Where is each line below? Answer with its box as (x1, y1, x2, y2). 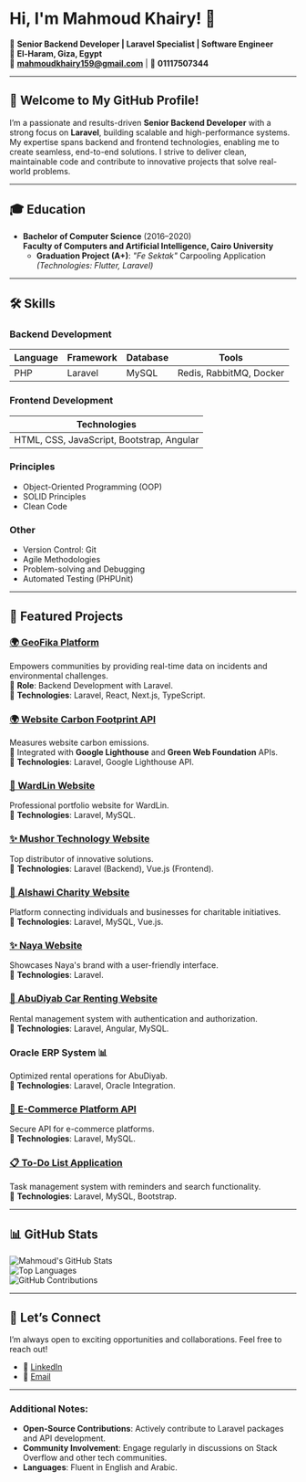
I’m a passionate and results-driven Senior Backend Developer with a (9, 117, 271, 128)
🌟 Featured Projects (9, 608, 124, 624)
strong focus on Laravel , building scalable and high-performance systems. (9, 127, 291, 138)
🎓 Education (9, 202, 87, 217)
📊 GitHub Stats (9, 1226, 98, 1242)
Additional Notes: (9, 1403, 89, 1415)
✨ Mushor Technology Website (9, 833, 150, 846)
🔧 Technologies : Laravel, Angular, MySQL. (9, 1023, 169, 1034)
